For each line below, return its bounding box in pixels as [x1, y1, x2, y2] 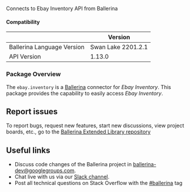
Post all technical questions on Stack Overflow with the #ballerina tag [14, 180, 183, 187]
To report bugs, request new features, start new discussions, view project [6, 122, 185, 129]
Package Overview [6, 70, 61, 78]
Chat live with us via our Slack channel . [14, 173, 110, 180]
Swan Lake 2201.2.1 [90, 43, 148, 52]
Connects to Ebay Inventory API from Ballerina [6, 5, 118, 12]
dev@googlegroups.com [14, 167, 75, 174]
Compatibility [6, 18, 40, 25]
